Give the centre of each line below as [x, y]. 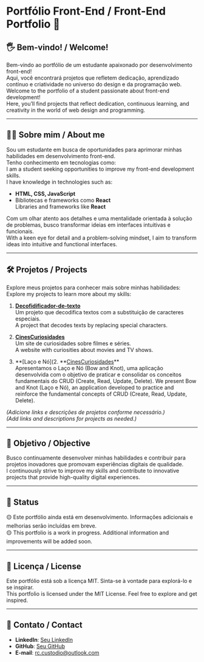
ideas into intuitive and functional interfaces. [62, 244]
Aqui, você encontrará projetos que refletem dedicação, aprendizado [93, 78]
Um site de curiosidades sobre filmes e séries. [73, 343]
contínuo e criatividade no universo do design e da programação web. [94, 84]
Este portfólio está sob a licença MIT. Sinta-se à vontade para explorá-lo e [99, 581]
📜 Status [23, 502]
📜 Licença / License [44, 566]
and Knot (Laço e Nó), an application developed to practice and [94, 387]
